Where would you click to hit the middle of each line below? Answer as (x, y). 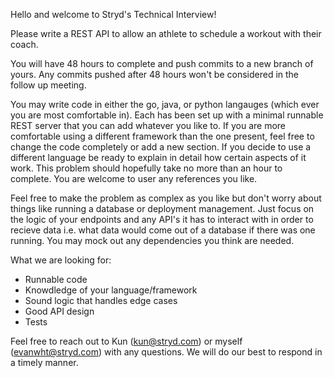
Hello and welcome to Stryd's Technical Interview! (113, 14)
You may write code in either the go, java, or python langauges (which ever (165, 104)
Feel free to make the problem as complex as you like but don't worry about (166, 198)
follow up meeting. (48, 85)
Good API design (59, 311)
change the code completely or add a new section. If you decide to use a (161, 147)
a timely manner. (44, 362)
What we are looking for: (61, 260)
